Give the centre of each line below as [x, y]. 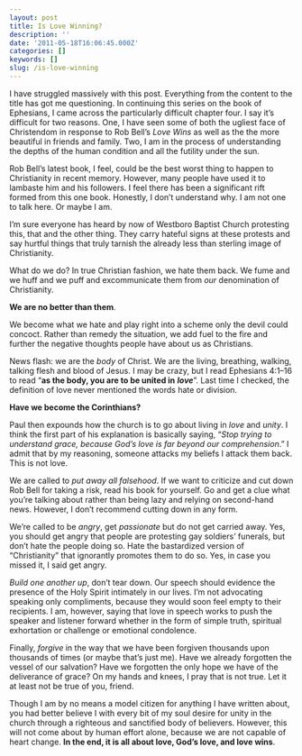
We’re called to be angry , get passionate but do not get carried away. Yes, [147, 526]
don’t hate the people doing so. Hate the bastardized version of [127, 545]
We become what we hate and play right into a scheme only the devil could [149, 324]
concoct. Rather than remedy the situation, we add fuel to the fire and [139, 333]
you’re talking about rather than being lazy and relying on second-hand [142, 499]
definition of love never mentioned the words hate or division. [123, 389]
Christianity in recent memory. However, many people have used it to [137, 178]
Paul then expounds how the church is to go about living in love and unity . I [149, 424]
